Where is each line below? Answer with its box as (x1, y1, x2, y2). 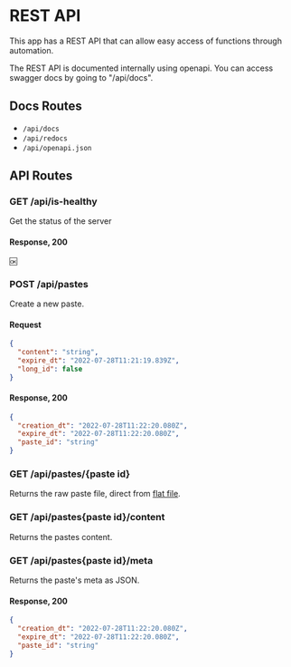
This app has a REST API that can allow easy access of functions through (9, 35, 283, 46)
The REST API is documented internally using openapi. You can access (9, 63, 274, 73)
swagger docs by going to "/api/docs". (9, 72, 154, 82)
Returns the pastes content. (9, 531, 113, 542)
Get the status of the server (9, 216, 112, 227)
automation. (9, 44, 54, 55)
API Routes (9, 169, 73, 184)
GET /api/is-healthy (9, 196, 98, 208)
